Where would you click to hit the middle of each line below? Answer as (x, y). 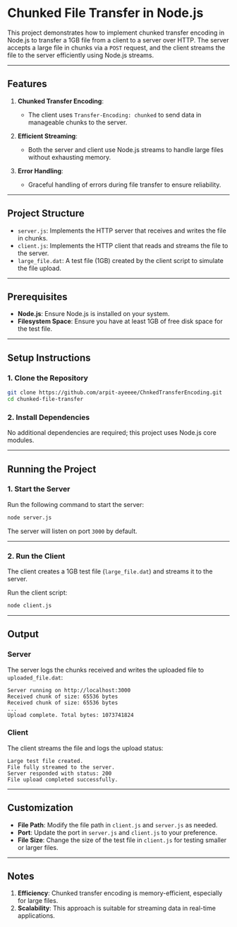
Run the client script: (37, 593)
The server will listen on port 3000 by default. (72, 531)
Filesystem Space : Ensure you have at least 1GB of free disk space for (120, 321)
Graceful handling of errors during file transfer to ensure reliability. (124, 185)
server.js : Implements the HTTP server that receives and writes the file (122, 231)
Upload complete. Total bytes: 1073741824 (71, 715)
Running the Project (52, 469)
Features (27, 84)
